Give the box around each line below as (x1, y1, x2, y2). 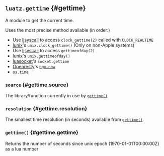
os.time (12, 70, 29, 75)
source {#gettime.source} (5, 81, 69, 88)
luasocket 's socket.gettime (12, 58, 69, 64)
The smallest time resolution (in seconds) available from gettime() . (5, 116, 144, 122)
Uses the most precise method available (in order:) (5, 27, 110, 33)
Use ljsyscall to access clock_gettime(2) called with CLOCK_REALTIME (12, 37, 154, 43)
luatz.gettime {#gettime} (5, 4, 87, 13)
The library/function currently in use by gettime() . (5, 93, 109, 99)
